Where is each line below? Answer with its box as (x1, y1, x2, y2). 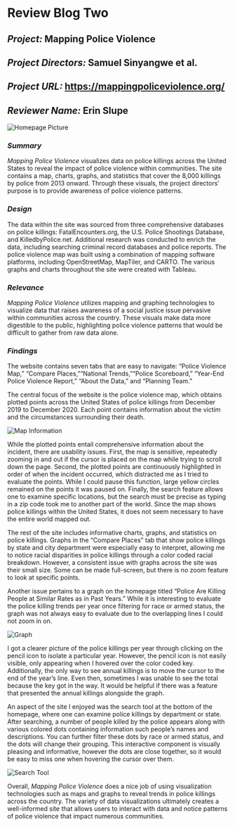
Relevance (7, 283, 44, 293)
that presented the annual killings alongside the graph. (7, 689, 165, 698)
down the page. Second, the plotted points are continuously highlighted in (7, 463, 221, 471)
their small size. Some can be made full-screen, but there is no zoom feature (7, 566, 229, 575)
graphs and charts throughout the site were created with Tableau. (7, 265, 197, 274)
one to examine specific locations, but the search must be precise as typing (7, 492, 227, 501)
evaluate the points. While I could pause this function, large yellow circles (7, 477, 220, 486)
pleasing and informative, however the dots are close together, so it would (7, 748, 222, 756)
